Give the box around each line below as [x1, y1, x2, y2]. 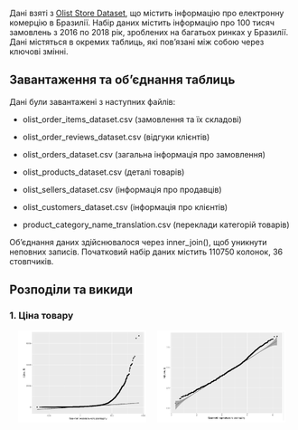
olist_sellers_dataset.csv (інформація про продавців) [22, 184, 223, 195]
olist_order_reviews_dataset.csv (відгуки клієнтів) [22, 131, 210, 142]
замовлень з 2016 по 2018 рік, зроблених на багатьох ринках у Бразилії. [9, 27, 289, 37]
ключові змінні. [9, 46, 70, 57]
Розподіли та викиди [9, 282, 134, 298]
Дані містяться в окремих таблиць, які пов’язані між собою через [9, 36, 265, 47]
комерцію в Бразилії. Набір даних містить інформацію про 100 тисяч [9, 17, 275, 28]
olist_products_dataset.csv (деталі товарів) [22, 167, 185, 177]
